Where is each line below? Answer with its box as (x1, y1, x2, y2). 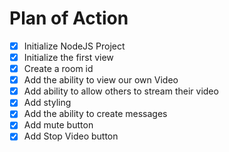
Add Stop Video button (23, 130, 119, 142)
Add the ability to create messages (23, 108, 168, 120)
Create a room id (23, 63, 94, 75)
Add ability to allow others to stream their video (23, 85, 219, 97)
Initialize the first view (23, 52, 114, 63)
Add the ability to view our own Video (23, 74, 179, 86)
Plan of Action (9, 7, 129, 30)
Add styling (23, 97, 72, 109)
